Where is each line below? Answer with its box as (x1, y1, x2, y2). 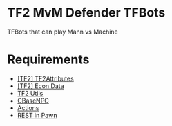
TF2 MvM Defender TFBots (7, 5, 166, 21)
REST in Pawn (17, 111, 57, 119)
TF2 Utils (17, 89, 44, 97)
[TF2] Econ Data (17, 81, 64, 90)
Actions (17, 103, 39, 112)
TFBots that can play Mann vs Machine (7, 28, 119, 36)
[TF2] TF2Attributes (17, 74, 74, 83)
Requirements (7, 52, 90, 67)
